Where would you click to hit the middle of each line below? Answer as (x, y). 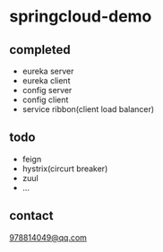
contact (31, 216)
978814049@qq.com (48, 237)
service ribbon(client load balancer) (88, 109)
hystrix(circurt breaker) (65, 169)
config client (45, 100)
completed (40, 50)
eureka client (46, 81)
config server (47, 90)
